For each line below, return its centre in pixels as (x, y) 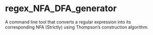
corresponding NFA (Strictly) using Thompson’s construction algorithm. (77, 27)
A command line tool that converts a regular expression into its (68, 22)
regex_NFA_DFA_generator (61, 9)
